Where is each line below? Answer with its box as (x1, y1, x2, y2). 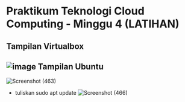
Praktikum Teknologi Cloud (6, 4, 145, 18)
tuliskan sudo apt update (14, 89, 77, 97)
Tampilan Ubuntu (37, 62, 104, 72)
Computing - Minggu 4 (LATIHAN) (6, 17, 180, 31)
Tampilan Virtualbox (6, 41, 84, 51)
